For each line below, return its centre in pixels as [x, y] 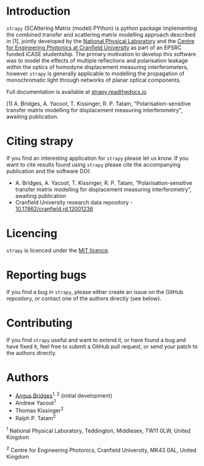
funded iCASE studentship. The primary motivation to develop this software [101, 54]
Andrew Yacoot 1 [35, 402]
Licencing [32, 234]
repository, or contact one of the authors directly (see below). [84, 298]
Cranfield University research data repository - [74, 202]
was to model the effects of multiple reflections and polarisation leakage [97, 60]
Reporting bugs [46, 275]
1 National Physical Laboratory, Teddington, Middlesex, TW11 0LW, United [99, 430]
